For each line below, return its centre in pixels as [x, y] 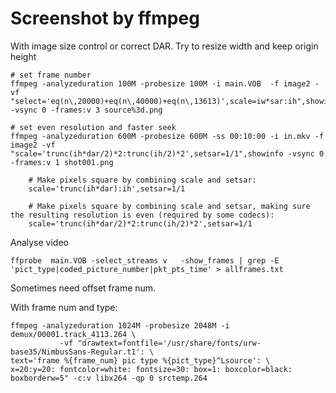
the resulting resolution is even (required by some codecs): [142, 215]
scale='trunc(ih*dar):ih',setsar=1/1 [107, 188]
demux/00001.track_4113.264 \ [73, 334]
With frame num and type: [64, 307]
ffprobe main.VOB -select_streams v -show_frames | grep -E [145, 260]
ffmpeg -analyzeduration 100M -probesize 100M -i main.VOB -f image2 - [165, 83]
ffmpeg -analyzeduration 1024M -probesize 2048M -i [120, 325]
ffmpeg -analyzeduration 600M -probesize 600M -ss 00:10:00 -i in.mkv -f [167, 136]
